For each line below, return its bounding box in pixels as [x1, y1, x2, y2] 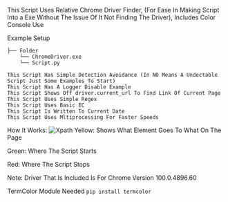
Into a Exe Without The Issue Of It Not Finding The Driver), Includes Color [7, 13, 216, 21]
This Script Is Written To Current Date [7, 108, 126, 115]
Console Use [7, 21, 44, 28]
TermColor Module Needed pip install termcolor [7, 187, 152, 195]
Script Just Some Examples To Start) [7, 77, 116, 84]
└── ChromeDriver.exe [19, 53, 82, 60]
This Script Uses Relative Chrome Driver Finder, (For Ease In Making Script [7, 6, 220, 14]
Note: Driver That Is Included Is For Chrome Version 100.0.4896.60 [7, 174, 197, 182]
